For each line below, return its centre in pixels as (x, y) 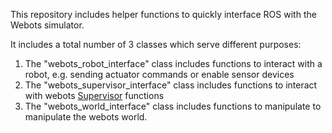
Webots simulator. (47, 25)
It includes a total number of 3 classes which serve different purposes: (156, 44)
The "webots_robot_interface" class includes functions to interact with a (173, 63)
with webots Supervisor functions (94, 95)
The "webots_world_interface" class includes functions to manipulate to (173, 106)
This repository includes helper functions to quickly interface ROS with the (163, 14)
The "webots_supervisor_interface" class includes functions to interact (171, 85)
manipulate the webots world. (86, 117)
